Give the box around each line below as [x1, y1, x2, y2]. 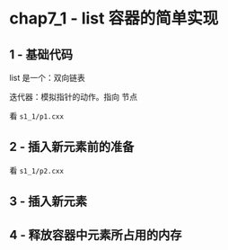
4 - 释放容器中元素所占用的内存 [9, 227, 182, 243]
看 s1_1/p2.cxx [9, 165, 65, 175]
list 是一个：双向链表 [9, 73, 85, 83]
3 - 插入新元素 [9, 194, 88, 210]
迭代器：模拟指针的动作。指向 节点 [9, 92, 137, 102]
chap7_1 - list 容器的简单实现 [9, 8, 219, 29]
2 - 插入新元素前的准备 [9, 139, 135, 155]
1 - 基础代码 [9, 47, 74, 62]
